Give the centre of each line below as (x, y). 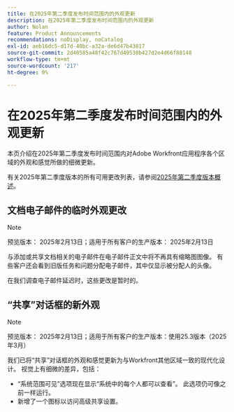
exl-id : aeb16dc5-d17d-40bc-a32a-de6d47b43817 (76, 46)
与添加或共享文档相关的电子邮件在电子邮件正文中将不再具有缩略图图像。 (111, 257)
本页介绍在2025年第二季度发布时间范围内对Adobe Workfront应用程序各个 (113, 153)
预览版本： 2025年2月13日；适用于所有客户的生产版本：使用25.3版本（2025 (117, 336)
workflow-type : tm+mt (39, 60)
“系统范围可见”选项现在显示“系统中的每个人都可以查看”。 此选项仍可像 (118, 384)
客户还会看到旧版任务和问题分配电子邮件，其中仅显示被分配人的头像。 (114, 266)
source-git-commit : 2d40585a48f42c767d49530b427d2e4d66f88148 (100, 53)
